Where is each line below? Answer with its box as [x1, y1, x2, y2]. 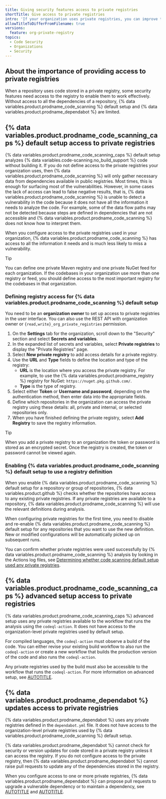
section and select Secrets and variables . [12, 336, 98, 342]
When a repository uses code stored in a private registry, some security [5, 88, 151, 94]
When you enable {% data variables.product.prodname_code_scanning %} [5, 479, 157, 485]
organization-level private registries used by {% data [5, 728, 113, 734]
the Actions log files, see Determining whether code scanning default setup [5, 557, 159, 563]
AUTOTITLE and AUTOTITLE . [5, 789, 64, 795]
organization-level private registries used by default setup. [5, 629, 124, 635]
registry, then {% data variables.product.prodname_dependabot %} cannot [5, 758, 158, 764]
